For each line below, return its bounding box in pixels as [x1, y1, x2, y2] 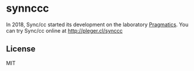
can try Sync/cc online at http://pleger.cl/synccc [6, 27, 123, 34]
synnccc [6, 2, 49, 15]
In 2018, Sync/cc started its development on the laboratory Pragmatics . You [6, 21, 189, 28]
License [6, 44, 36, 54]
